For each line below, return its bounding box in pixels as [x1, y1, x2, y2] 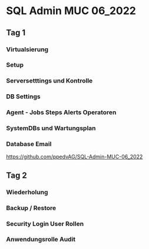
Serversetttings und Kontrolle [6, 77, 93, 85]
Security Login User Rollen [6, 220, 84, 228]
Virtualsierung [6, 45, 49, 54]
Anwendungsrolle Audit [6, 235, 76, 244]
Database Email [6, 140, 52, 148]
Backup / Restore [6, 204, 57, 212]
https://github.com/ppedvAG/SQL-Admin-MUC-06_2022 [6, 153, 143, 160]
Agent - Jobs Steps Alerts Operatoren [6, 108, 117, 117]
